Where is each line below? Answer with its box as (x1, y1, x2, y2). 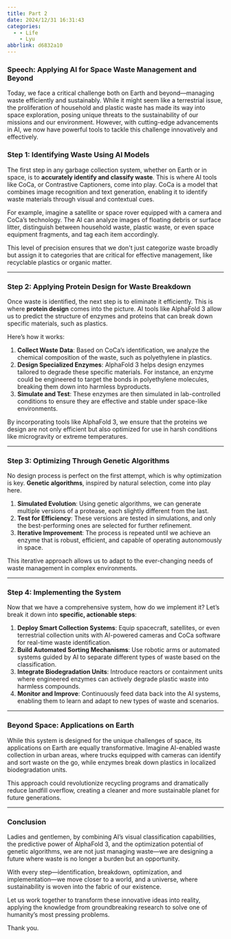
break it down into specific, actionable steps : (7, 610, 137, 619)
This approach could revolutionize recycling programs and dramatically (7, 779, 209, 787)
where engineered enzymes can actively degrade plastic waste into (16, 675, 209, 683)
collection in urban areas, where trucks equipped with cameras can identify (7, 751, 221, 759)
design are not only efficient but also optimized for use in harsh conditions (7, 424, 218, 433)
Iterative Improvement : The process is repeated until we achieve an (16, 529, 211, 537)
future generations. (7, 793, 62, 801)
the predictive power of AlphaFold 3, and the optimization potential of (7, 840, 204, 848)
